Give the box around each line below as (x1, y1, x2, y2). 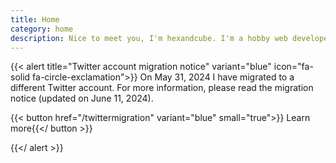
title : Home (10, 14, 60, 25)
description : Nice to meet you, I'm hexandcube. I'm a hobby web (10, 33, 288, 43)
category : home (10, 24, 74, 34)
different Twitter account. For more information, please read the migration (10, 82, 314, 94)
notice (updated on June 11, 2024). (10, 92, 154, 105)
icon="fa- (273, 61, 314, 73)
